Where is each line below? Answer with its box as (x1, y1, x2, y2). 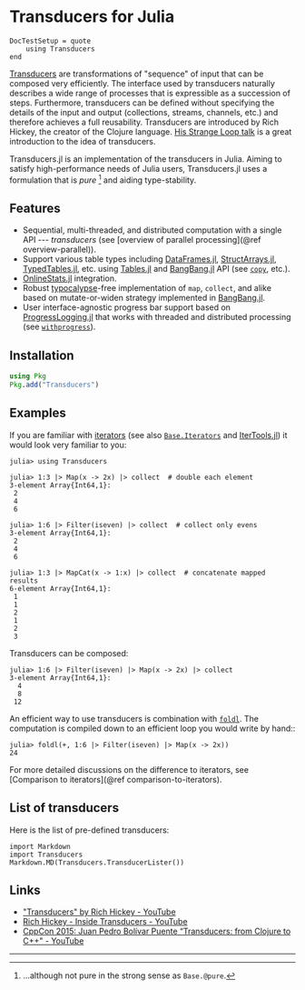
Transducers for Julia (9, 6, 175, 27)
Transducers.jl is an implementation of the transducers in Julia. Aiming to (9, 153, 283, 165)
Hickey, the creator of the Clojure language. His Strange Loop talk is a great (9, 125, 292, 137)
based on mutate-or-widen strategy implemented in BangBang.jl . (22, 293, 266, 304)
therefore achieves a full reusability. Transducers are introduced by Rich (9, 116, 280, 127)
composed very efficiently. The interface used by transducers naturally (9, 77, 275, 88)
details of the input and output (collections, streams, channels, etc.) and (9, 106, 279, 117)
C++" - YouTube (22, 935, 84, 946)
